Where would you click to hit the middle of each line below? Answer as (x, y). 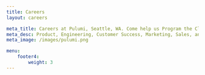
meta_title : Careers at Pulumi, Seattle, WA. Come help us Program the (99, 29)
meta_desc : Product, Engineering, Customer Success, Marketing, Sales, (99, 34)
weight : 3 (41, 62)
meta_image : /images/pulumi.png (47, 40)
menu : (13, 51)
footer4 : (28, 57)
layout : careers (27, 18)
